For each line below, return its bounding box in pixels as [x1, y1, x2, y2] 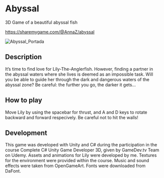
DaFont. [5, 168, 21, 174]
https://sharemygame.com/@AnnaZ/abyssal [5, 29, 95, 35]
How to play [5, 96, 42, 104]
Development [5, 129, 48, 137]
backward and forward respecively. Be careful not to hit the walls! [5, 114, 139, 120]
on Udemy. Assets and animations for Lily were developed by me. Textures [5, 152, 157, 158]
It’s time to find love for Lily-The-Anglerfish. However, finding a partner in [5, 66, 154, 72]
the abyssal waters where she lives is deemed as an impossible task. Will [5, 71, 154, 77]
